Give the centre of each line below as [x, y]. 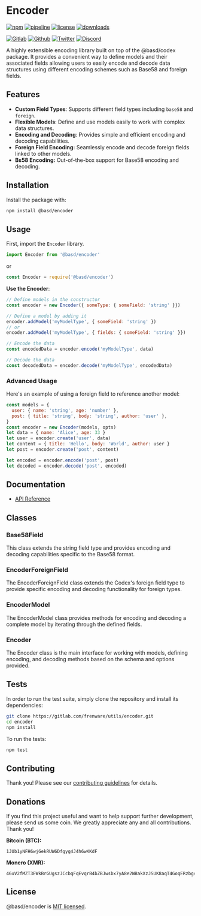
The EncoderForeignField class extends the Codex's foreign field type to [96, 583]
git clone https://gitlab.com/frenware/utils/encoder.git [80, 716]
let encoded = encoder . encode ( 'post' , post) [63, 460]
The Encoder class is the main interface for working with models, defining [97, 653]
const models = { [28, 405]
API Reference [33, 499]
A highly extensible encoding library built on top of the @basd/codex [91, 50]
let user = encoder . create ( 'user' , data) [59, 438]
